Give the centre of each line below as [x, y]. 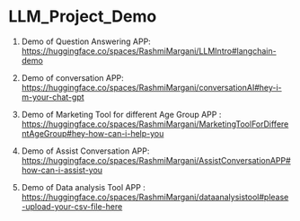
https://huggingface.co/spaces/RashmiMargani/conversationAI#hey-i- [151, 87]
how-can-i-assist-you [62, 170]
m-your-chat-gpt [53, 97]
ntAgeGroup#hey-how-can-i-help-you [93, 133]
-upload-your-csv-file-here [72, 206]
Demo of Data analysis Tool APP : [83, 187]
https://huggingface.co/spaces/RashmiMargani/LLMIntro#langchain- [149, 50]
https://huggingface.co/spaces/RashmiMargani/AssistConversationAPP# [156, 160]
